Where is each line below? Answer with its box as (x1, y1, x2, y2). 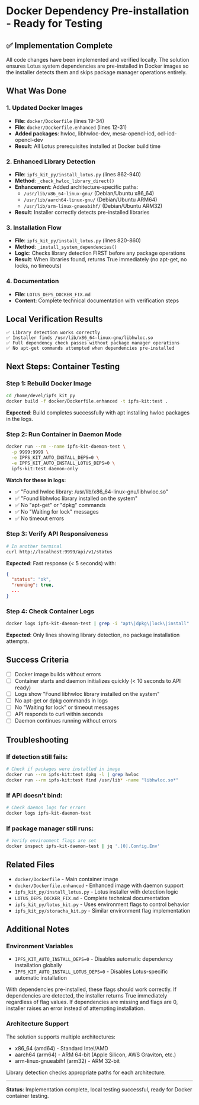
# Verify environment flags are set (6, 838, 97, 844)
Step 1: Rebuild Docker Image (6, 379, 92, 387)
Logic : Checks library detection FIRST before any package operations (14, 249, 185, 257)
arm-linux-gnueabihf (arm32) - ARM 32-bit (14, 1057, 120, 1064)
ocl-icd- (157, 129, 178, 137)
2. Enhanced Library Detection (6, 157, 96, 166)
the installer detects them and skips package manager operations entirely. (6, 69, 187, 75)
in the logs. (6, 415, 34, 422)
